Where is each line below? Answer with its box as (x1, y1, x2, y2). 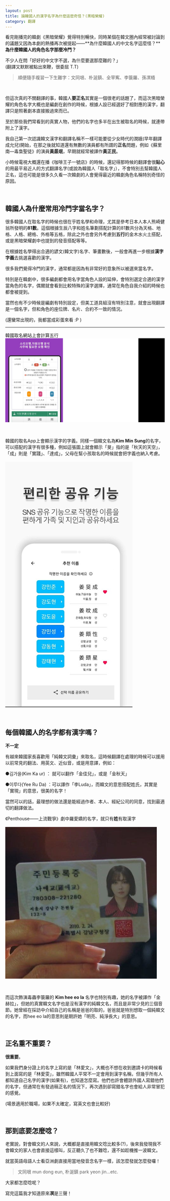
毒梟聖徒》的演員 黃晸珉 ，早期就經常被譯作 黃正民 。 (14, 148, 120, 155)
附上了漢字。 (5, 125, 32, 131)
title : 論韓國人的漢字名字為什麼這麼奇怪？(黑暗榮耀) (5, 13, 105, 19)
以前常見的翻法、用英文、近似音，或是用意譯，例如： (5, 760, 116, 766)
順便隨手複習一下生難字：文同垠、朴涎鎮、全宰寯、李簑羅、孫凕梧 (17, 74, 155, 81)
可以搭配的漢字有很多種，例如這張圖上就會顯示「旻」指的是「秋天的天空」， (5, 444, 163, 450)
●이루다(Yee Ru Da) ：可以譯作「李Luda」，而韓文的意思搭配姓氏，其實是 (5, 781, 158, 787)
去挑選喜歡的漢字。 (14, 255, 54, 261)
